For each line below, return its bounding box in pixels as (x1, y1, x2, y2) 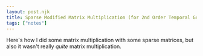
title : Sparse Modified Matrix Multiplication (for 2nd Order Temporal (6, 14, 190, 20)
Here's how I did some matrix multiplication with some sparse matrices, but (6, 37, 194, 44)
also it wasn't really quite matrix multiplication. (6, 43, 122, 50)
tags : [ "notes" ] (6, 20, 47, 26)
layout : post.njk (6, 8, 50, 15)
